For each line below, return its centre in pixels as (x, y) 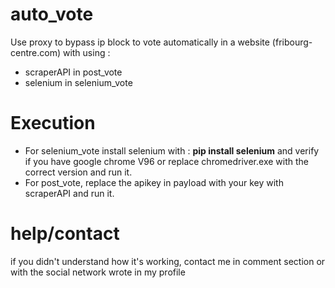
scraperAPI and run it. (69, 193)
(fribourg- (292, 42)
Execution (53, 123)
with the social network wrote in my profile (98, 272)
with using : (86, 52)
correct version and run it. (78, 172)
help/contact (65, 234)
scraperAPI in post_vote (73, 72)
